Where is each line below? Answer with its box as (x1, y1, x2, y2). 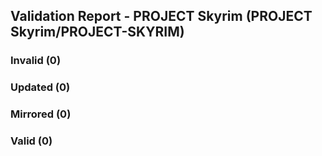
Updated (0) (10, 80, 71, 94)
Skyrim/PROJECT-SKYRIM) (10, 24, 185, 41)
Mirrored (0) (10, 107, 72, 121)
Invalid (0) (10, 54, 62, 68)
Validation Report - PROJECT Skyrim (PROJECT (10, 8, 313, 25)
